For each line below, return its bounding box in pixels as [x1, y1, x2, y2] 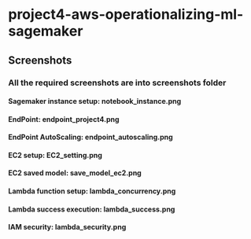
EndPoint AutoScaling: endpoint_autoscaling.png [8, 132, 173, 142]
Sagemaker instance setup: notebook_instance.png [8, 97, 182, 106]
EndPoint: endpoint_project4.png [8, 114, 120, 123]
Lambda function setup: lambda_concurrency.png [8, 186, 176, 196]
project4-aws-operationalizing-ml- [8, 6, 244, 24]
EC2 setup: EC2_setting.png [8, 150, 102, 160]
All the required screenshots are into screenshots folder [8, 77, 227, 88]
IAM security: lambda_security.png [8, 222, 127, 232]
